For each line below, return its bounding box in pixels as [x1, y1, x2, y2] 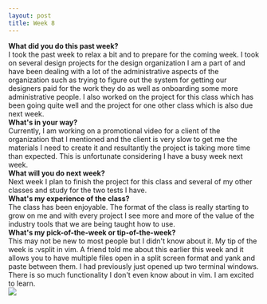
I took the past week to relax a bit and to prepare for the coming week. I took [8, 49, 260, 59]
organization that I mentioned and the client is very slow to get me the [8, 134, 238, 144]
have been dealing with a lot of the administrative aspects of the [8, 66, 219, 76]
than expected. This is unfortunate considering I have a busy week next [8, 151, 243, 160]
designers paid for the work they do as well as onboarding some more [8, 83, 238, 93]
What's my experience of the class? [8, 193, 130, 203]
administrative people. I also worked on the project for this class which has [8, 92, 253, 101]
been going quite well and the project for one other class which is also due [8, 101, 253, 110]
